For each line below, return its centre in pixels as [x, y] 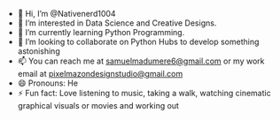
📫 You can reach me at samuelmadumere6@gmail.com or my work [141, 61]
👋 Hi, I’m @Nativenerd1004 [67, 14]
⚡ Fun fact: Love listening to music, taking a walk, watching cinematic [144, 93]
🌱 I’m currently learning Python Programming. [101, 32]
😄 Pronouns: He [47, 83]
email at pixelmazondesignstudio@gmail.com [100, 74]
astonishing [39, 51]
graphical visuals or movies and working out [98, 105]
